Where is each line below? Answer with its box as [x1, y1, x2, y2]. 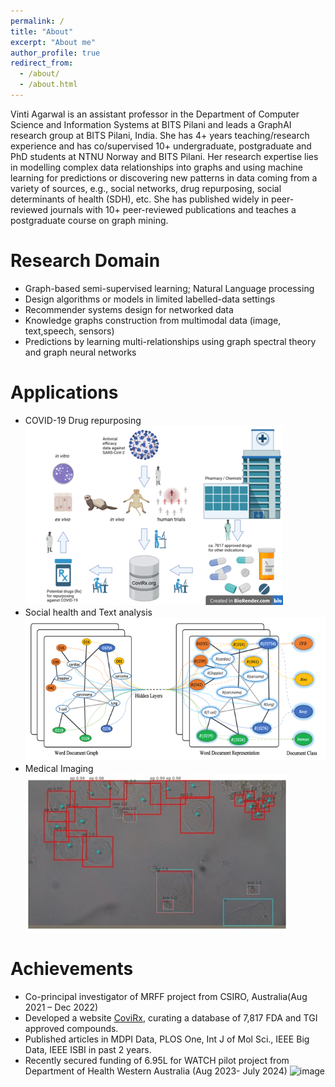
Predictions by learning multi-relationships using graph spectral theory [24, 335, 317, 347]
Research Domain [10, 250, 161, 272]
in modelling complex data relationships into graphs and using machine [10, 161, 303, 173]
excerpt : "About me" [10, 37, 97, 47]
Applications [10, 381, 119, 404]
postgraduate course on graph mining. [10, 214, 169, 226]
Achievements [10, 958, 134, 980]
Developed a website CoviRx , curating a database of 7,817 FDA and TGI [24, 1011, 318, 1024]
